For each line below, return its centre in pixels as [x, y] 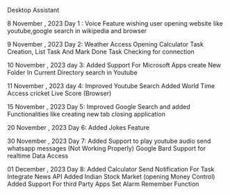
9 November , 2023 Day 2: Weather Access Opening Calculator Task [105, 44]
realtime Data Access [38, 156]
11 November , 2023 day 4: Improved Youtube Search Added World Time [111, 86]
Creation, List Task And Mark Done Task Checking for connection [101, 52]
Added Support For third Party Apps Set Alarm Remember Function [103, 184]
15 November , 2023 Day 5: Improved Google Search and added [99, 107]
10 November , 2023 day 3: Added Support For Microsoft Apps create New [114, 65]
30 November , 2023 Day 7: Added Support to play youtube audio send [109, 141]
